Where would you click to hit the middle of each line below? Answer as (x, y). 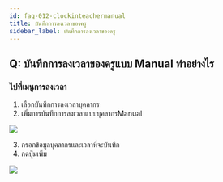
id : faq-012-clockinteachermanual (68, 16)
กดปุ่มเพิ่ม (34, 154)
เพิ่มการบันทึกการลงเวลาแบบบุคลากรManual (81, 113)
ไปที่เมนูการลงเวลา (38, 87)
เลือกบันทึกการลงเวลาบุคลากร (60, 104)
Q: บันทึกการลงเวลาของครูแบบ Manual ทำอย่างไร (111, 63)
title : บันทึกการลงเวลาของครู (48, 23)
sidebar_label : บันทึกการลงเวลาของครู (62, 31)
